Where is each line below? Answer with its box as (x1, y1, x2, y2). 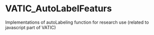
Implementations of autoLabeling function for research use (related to (5, 19, 149, 25)
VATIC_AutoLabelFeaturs (5, 3, 112, 14)
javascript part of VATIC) (5, 24, 56, 30)
